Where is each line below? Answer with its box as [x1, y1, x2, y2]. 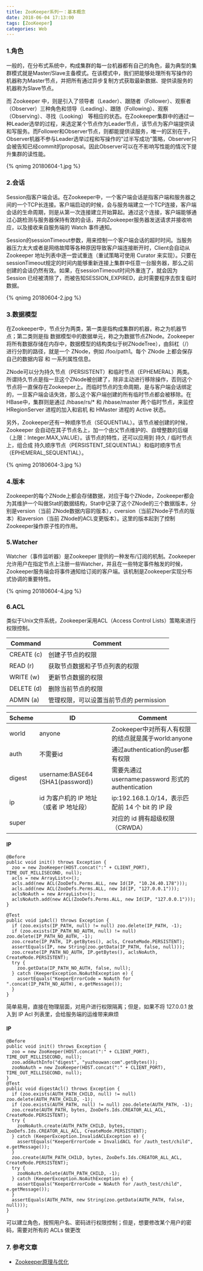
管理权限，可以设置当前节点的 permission [48, 696, 166, 705]
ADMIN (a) [9, 696, 40, 704]
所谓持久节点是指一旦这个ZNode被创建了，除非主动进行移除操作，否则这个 [6, 376, 193, 383]
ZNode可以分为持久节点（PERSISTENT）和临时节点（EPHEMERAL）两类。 [6, 368, 193, 376]
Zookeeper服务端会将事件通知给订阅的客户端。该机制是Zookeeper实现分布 [6, 567, 193, 575]
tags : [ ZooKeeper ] [6, 20, 53, 26]
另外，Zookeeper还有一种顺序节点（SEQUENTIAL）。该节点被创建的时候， [6, 419, 192, 426]
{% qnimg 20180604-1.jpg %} [6, 162, 81, 169]
